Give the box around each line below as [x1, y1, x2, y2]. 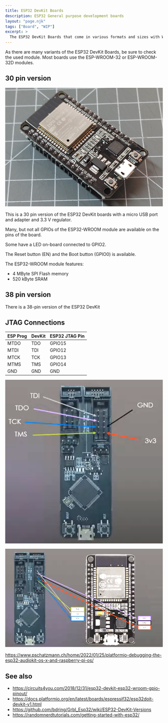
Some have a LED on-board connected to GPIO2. [5, 241, 106, 247]
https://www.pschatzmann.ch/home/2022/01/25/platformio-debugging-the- [5, 652, 162, 658]
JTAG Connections [5, 319, 65, 327]
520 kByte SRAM [12, 276, 48, 282]
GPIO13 [49, 354, 66, 360]
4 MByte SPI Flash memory [12, 270, 69, 276]
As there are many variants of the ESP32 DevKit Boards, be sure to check [5, 49, 156, 55]
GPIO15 [49, 340, 66, 346]
